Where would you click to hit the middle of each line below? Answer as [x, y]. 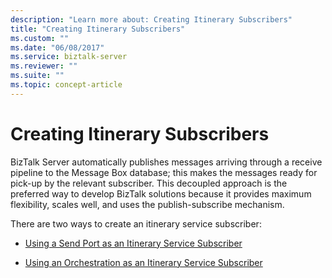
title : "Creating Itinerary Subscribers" [98, 29]
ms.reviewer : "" [44, 66]
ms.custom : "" [40, 38]
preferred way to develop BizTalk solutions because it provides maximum [161, 193]
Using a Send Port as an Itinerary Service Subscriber [133, 243]
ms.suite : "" [37, 76]
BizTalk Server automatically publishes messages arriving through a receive [166, 162]
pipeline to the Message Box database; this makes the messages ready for [164, 172]
